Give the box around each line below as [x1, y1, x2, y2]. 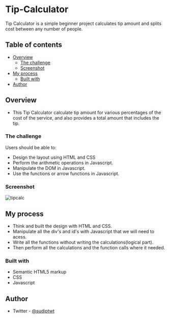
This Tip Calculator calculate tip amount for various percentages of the [12, 109, 161, 115]
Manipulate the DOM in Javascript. [12, 165, 86, 171]
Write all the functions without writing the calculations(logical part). [12, 239, 154, 245]
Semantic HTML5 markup [12, 269, 67, 275]
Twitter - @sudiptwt [12, 308, 55, 314]
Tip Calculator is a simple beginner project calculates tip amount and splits [5, 20, 162, 26]
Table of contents [5, 41, 62, 49]
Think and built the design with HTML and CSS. [12, 223, 112, 229]
